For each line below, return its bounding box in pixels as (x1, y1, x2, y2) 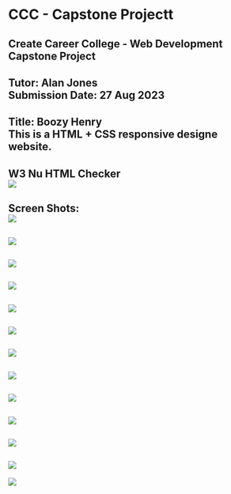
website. (8, 140, 52, 153)
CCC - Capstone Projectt (8, 6, 174, 24)
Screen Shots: (8, 202, 80, 215)
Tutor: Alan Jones (8, 76, 98, 89)
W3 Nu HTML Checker (8, 167, 121, 180)
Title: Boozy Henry (8, 115, 103, 129)
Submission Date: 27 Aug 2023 (8, 89, 165, 102)
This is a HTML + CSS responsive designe (8, 128, 218, 141)
